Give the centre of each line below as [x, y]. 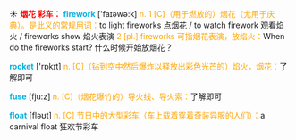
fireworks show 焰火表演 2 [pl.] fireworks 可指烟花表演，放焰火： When [154, 36]
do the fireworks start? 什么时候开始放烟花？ [91, 47]
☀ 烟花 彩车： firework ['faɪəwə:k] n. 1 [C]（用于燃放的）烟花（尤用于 [138, 14]
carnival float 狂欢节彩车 [54, 127]
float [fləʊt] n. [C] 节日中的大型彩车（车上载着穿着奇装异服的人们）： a [137, 115]
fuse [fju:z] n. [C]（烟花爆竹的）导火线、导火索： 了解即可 [115, 96]
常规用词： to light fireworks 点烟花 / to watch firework [159, 25]
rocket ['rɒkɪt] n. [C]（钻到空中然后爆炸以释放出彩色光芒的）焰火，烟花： [144, 66]
